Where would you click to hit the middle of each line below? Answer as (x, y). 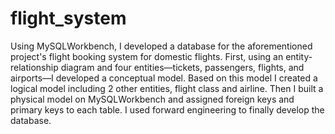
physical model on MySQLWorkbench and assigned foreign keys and (152, 99)
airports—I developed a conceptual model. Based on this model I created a (164, 78)
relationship (34, 67)
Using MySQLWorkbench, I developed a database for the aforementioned (161, 46)
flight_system (68, 18)
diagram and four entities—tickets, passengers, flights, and (182, 67)
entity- (299, 56)
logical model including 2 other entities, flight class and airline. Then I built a (167, 88)
